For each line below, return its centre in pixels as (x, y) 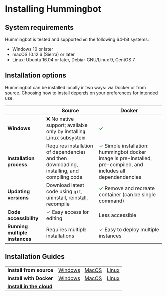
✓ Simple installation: (124, 146)
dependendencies (120, 177)
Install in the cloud (30, 286)
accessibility (23, 218)
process (17, 164)
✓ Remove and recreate (127, 188)
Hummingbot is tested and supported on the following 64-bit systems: (77, 39)
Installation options (36, 76)
